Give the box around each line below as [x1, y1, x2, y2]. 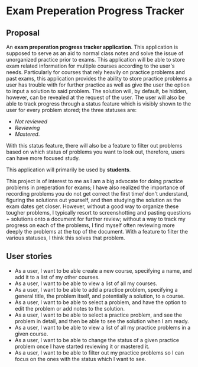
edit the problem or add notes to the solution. [14, 305, 125, 312]
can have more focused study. [6, 155, 80, 161]
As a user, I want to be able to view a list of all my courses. [14, 280, 158, 287]
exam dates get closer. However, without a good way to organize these [6, 203, 179, 210]
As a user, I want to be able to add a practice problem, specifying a [14, 286, 178, 293]
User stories [6, 251, 52, 261]
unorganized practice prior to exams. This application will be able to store [6, 56, 185, 63]
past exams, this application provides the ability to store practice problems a [6, 75, 192, 82]
